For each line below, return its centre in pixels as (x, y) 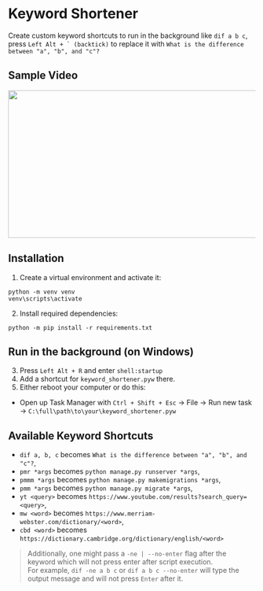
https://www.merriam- (121, 514)
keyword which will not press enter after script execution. (120, 562)
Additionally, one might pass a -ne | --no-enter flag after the (127, 554)
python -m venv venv (42, 292)
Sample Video (43, 76)
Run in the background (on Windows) (101, 351)
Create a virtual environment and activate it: (90, 277)
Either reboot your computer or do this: (82, 387)
